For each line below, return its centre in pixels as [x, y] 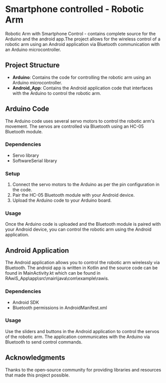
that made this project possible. [37, 375]
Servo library [26, 155]
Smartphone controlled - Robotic [75, 9]
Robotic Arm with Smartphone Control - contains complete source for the [81, 33]
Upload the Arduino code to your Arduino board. [62, 200]
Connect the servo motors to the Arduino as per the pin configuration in [86, 185]
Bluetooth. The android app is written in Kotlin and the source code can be [82, 268]
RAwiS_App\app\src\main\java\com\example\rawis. [57, 279]
